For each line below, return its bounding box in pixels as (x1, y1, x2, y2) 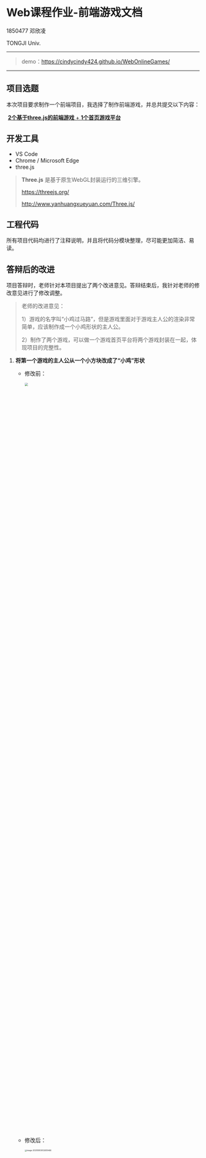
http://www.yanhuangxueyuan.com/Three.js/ (21, 200, 135, 208)
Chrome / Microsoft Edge (15, 157, 80, 164)
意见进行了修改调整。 (11, 289, 66, 297)
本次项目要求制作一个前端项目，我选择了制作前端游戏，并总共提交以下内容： (6, 101, 200, 108)
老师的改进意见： (21, 302, 65, 310)
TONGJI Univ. (6, 39, 41, 47)
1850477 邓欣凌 (6, 27, 46, 34)
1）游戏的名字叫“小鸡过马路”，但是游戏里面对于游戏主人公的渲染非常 (21, 316, 195, 323)
